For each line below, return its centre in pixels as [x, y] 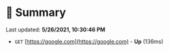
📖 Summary [36, 13]
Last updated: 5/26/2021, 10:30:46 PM [55, 29]
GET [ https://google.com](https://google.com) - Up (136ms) [89, 41]
